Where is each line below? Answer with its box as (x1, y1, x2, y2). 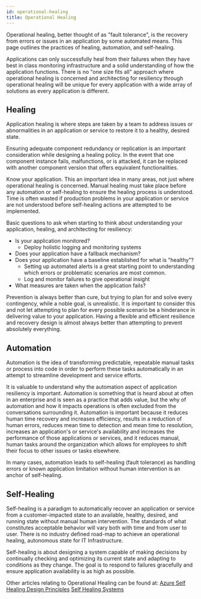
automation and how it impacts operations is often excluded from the (6, 403, 176, 410)
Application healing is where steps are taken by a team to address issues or (6, 121, 193, 128)
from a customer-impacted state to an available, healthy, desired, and (6, 511, 178, 518)
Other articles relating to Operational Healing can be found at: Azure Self (6, 579, 186, 586)
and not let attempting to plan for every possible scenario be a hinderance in (6, 306, 195, 314)
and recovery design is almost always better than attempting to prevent (6, 319, 183, 326)
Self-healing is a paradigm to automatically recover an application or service (6, 505, 195, 512)
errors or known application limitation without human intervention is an (6, 465, 181, 472)
